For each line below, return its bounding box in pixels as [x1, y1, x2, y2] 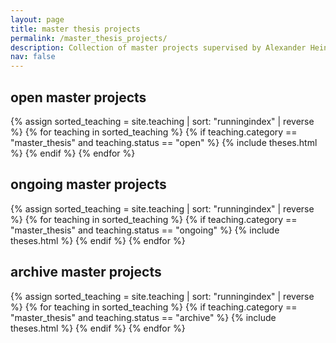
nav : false [10, 52, 56, 62]
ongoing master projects [10, 176, 167, 193]
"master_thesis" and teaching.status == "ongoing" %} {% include [10, 224, 280, 236]
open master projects [10, 89, 147, 106]
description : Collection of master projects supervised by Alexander [10, 42, 307, 53]
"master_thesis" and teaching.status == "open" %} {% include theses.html [10, 136, 318, 148]
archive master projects [10, 264, 162, 281]
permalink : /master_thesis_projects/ [10, 33, 168, 43]
